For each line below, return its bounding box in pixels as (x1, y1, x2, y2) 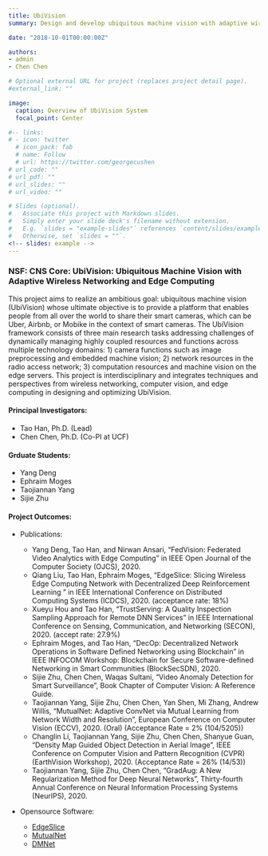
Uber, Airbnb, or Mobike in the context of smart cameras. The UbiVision (8, 319, 244, 328)
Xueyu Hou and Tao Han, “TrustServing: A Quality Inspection (31, 604, 232, 614)
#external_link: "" (8, 85, 73, 93)
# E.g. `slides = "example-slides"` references (8, 225, 177, 233)
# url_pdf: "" (8, 173, 56, 181)
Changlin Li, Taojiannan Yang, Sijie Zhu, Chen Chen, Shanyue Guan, (31, 732, 254, 742)
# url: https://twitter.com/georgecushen (15, 158, 156, 166)
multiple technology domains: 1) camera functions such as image (8, 344, 222, 354)
